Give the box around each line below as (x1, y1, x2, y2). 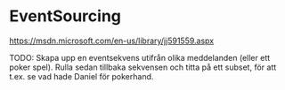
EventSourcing (9, 6, 122, 26)
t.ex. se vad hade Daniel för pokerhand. (9, 71, 154, 81)
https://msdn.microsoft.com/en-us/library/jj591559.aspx (9, 35, 215, 46)
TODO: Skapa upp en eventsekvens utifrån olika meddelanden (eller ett (9, 52, 271, 63)
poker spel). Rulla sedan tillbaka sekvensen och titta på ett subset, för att (9, 62, 277, 72)
